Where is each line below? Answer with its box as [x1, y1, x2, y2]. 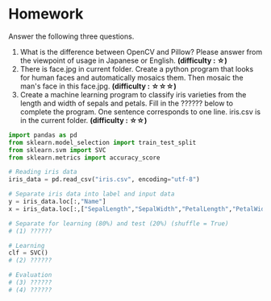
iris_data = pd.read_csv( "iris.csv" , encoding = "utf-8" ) [8, 175, 200, 183]
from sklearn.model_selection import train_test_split [8, 138, 197, 146]
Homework [8, 5, 84, 23]
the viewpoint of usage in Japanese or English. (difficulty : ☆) [19, 56, 227, 65]
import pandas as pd [8, 130, 78, 139]
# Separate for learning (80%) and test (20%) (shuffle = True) [8, 219, 229, 228]
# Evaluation [8, 271, 52, 279]
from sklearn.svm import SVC [8, 146, 106, 154]
